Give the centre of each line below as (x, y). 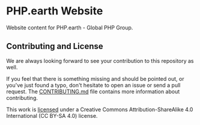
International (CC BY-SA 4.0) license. (52, 115)
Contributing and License (55, 46)
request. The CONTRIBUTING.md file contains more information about (93, 92)
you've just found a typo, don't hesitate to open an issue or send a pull (93, 85)
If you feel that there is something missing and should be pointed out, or (95, 78)
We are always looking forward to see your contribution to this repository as (100, 60)
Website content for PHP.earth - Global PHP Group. (70, 28)
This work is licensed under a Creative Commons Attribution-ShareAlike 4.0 (100, 109)
